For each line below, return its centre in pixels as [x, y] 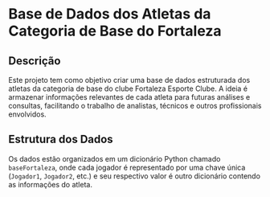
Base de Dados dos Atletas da [110, 14]
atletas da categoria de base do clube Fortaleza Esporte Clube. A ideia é [128, 88]
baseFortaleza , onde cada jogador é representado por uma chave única [127, 167]
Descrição [35, 61]
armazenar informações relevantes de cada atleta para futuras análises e [129, 97]
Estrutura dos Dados [61, 140]
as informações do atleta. [50, 184]
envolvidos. [27, 114]
